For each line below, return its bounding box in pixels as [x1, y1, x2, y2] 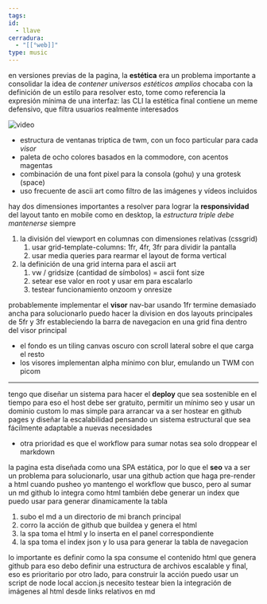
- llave [15, 26, 41, 34]
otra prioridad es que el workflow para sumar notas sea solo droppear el [19, 439, 257, 448]
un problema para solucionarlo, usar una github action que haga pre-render [8, 471, 256, 480]
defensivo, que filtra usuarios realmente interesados [8, 104, 179, 114]
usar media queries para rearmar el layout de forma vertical [31, 251, 226, 260]
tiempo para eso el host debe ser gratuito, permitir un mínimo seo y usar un [8, 398, 256, 407]
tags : [8, 11, 26, 20]
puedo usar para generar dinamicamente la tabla [8, 496, 168, 506]
